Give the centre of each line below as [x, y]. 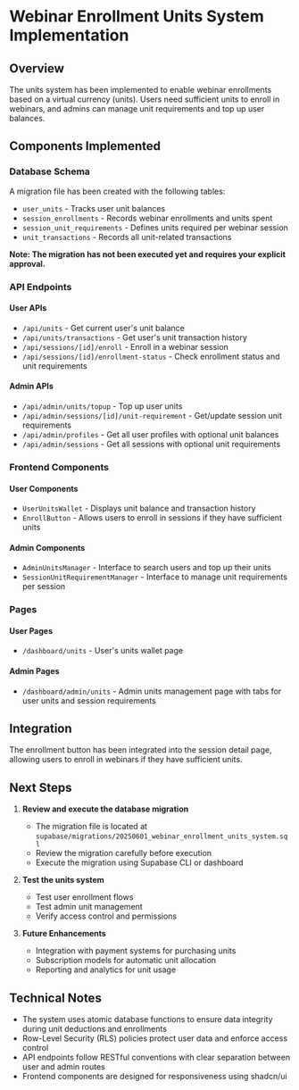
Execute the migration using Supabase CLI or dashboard [139, 862]
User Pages [31, 630]
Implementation [69, 35]
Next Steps [41, 787]
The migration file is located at [91, 827]
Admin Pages [34, 671]
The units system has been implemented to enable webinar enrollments [141, 90]
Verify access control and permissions [106, 916]
